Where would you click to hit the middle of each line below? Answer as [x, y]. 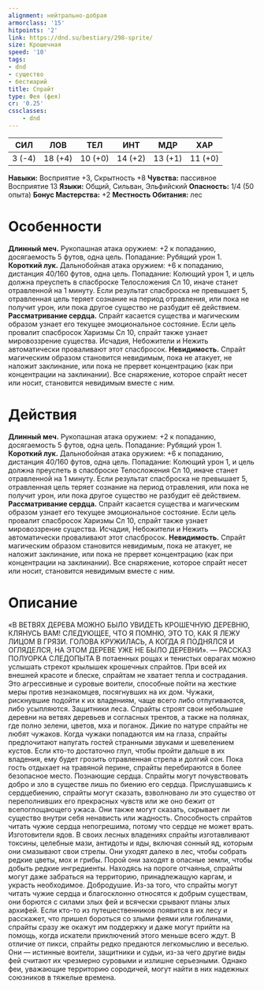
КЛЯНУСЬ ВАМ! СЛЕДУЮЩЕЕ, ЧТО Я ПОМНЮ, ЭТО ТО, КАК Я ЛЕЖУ [124, 633]
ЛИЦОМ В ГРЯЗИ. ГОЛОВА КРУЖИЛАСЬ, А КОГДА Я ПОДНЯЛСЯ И [121, 642]
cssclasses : [28, 111]
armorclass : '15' [37, 23]
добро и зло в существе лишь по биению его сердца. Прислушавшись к [130, 784]
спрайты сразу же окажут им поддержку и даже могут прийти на [119, 927]
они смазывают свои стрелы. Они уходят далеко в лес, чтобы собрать [128, 851]
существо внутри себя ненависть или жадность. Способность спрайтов [130, 818]
